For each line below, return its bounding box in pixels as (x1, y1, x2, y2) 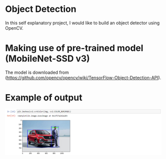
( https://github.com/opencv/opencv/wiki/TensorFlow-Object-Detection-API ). (5, 74, 162, 80)
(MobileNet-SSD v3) (5, 53, 90, 64)
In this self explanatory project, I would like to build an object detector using (5, 20, 160, 26)
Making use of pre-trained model (5, 43, 144, 54)
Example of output (5, 92, 83, 104)
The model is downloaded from (5, 69, 69, 75)
